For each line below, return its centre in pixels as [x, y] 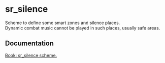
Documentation [30, 44]
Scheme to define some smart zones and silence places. [63, 23]
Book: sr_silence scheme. [31, 55]
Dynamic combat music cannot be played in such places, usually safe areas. [82, 28]
